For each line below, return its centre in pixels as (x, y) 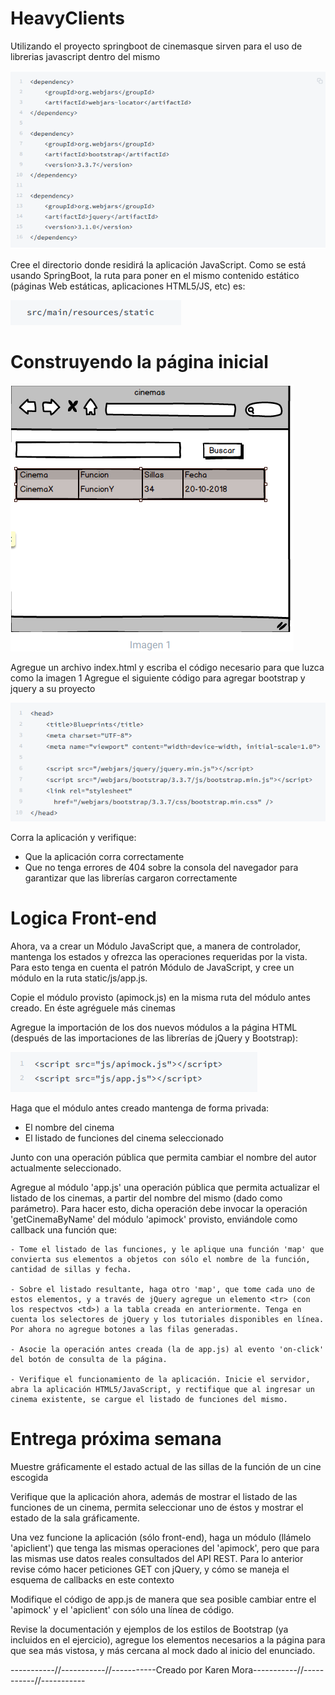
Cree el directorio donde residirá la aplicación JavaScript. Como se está (158, 264)
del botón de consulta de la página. (89, 1359)
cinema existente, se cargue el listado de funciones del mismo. (149, 1399)
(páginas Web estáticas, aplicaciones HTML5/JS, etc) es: (128, 286)
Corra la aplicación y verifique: (73, 837)
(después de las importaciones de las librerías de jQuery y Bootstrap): (154, 1038)
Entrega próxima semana (116, 1438)
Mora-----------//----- (278, 1669)
